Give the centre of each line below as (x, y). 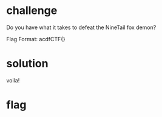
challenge (32, 11)
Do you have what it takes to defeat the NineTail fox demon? (81, 27)
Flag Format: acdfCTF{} (36, 39)
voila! (13, 80)
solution (27, 64)
